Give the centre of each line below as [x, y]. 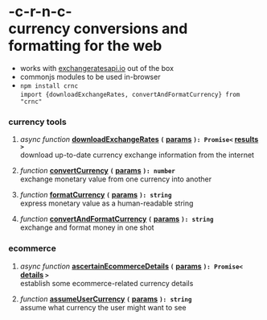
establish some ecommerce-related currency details [107, 283]
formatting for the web [85, 46]
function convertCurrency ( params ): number [97, 171]
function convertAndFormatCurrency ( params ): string [117, 219]
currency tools [37, 122]
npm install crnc [49, 86]
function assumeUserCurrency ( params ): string [106, 299]
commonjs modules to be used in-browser [90, 77]
